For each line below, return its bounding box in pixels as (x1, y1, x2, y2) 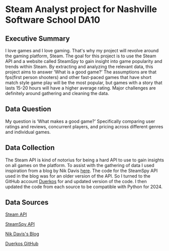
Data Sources (5, 198, 49, 207)
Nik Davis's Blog (5, 231, 39, 237)
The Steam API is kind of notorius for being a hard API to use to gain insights (5, 157, 164, 163)
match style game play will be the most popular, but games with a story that (5, 79, 162, 86)
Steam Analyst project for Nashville (5, 4, 157, 15)
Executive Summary (5, 34, 70, 43)
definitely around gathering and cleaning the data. (5, 91, 109, 96)
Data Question (5, 105, 51, 114)
